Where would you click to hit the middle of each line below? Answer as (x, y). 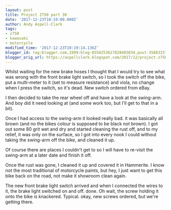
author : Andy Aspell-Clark (34, 24)
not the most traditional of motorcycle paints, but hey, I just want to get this (84, 170)
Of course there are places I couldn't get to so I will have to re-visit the (79, 150)
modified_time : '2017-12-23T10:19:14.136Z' (52, 48)
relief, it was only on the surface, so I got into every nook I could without (81, 135)
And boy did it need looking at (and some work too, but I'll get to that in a (82, 103)
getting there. (20, 202)
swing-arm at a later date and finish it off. (49, 155)
